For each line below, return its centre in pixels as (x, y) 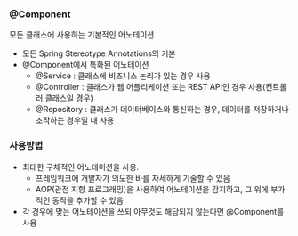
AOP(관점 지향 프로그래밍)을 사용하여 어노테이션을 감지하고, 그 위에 (152, 189)
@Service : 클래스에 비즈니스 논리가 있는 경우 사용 (123, 76)
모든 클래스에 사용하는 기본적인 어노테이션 (82, 35)
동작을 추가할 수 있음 (88, 200)
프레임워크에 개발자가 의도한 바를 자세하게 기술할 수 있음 (133, 178)
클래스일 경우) (69, 98)
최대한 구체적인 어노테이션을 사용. (81, 167)
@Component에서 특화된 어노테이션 (85, 65)
